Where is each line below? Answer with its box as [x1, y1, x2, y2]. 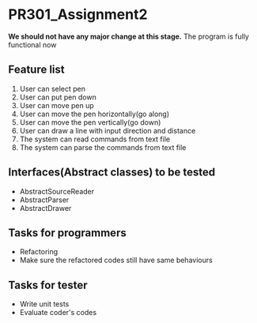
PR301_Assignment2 [8, 6, 148, 24]
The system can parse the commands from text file [19, 142, 187, 152]
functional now [8, 39, 57, 49]
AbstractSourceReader [19, 186, 95, 196]
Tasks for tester [8, 278, 88, 291]
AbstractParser [19, 195, 70, 205]
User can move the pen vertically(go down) [19, 117, 161, 127]
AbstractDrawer [19, 203, 72, 212]
